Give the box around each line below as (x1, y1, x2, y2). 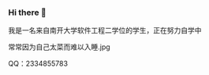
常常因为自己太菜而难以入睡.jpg (8, 42, 110, 52)
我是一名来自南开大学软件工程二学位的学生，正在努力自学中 (8, 26, 202, 35)
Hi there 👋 (8, 7, 47, 18)
